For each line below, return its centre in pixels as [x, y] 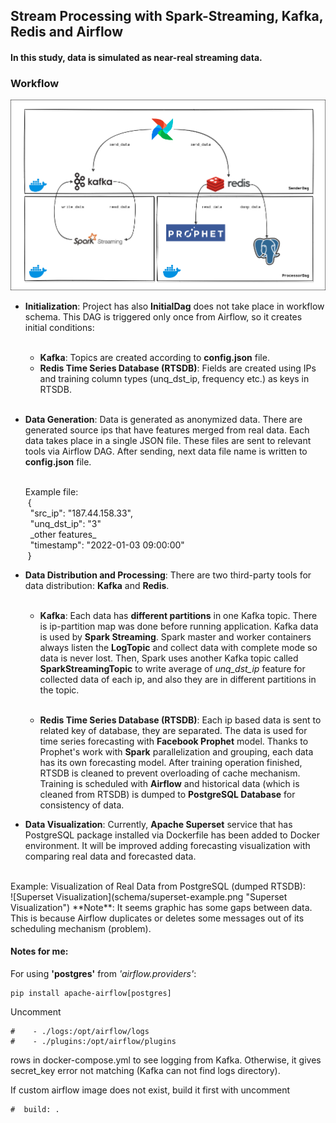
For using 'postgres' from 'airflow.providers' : [103, 974]
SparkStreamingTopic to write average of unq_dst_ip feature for [172, 668]
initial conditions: [59, 327]
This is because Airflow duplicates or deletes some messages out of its [157, 918]
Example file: [51, 491]
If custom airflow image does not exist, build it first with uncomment [150, 1090]
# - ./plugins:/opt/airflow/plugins [93, 1042]
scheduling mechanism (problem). [81, 928]
